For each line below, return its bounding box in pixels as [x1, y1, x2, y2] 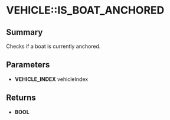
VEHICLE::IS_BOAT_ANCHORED [6, 4, 165, 17]
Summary [6, 27, 43, 37]
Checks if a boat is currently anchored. [6, 43, 101, 50]
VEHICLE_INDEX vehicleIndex [14, 75, 89, 83]
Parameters [6, 60, 50, 70]
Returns [6, 93, 37, 103]
